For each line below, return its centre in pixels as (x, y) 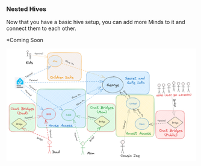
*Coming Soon (25, 40)
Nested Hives (26, 9)
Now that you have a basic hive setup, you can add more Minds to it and (96, 22)
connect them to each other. (41, 28)
